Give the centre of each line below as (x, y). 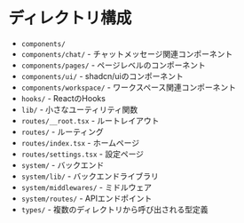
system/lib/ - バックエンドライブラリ (90, 176)
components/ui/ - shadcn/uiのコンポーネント (102, 76)
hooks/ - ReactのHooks (63, 98)
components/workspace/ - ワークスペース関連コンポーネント (129, 87)
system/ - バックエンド (63, 164)
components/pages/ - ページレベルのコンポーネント (113, 65)
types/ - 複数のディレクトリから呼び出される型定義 (115, 209)
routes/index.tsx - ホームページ (80, 142)
